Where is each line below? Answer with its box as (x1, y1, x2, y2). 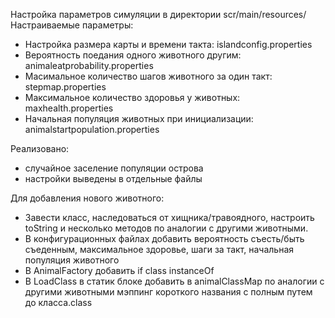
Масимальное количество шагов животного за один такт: (24, 70, 273, 82)
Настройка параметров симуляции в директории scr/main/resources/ (10, 9, 307, 20)
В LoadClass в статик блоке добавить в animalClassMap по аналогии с (24, 275, 325, 287)
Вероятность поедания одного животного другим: (24, 49, 242, 61)
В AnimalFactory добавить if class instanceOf (24, 265, 215, 276)
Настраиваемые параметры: (10, 19, 134, 31)
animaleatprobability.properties (24, 60, 154, 71)
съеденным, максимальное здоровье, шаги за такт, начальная (24, 244, 294, 255)
